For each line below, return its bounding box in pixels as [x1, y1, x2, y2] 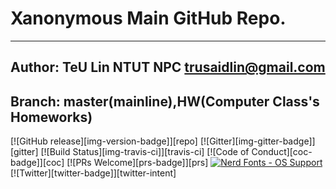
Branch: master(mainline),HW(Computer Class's [10, 93, 320, 110]
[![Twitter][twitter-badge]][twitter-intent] [10, 167, 177, 179]
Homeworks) [10, 108, 93, 126]
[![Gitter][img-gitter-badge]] [199, 135, 316, 147]
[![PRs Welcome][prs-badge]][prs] [66, 157, 209, 169]
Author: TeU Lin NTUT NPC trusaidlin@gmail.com [10, 59, 326, 76]
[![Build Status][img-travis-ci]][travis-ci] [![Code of [40, 146, 250, 158]
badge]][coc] [10, 157, 65, 169]
